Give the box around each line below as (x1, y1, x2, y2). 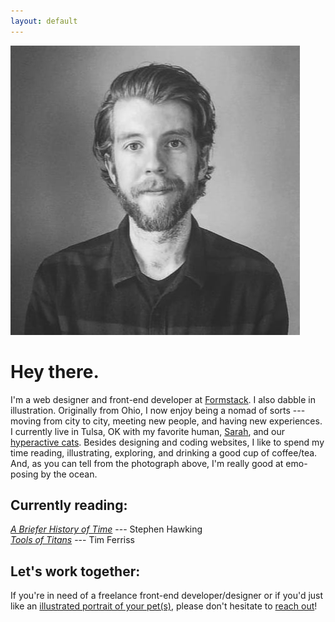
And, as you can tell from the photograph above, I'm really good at (10, 457, 284, 469)
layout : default (10, 16, 78, 26)
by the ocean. (40, 468, 98, 480)
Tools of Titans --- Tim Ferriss (10, 534, 135, 546)
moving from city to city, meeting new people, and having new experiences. (10, 415, 323, 427)
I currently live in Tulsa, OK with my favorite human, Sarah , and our (10, 425, 286, 437)
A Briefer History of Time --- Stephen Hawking (10, 523, 203, 535)
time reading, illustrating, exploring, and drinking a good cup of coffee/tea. (10, 446, 318, 459)
